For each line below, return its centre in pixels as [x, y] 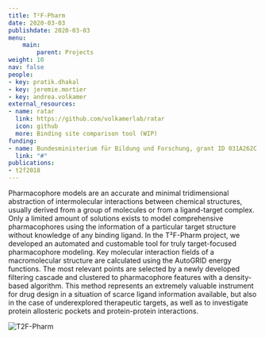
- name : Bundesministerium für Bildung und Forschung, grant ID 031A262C [133, 148]
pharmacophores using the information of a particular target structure [122, 227]
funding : [23, 141]
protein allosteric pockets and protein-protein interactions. [104, 311]
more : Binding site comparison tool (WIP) [86, 133]
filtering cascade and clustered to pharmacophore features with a [116, 277]
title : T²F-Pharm [37, 15]
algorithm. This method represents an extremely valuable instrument [142, 286]
